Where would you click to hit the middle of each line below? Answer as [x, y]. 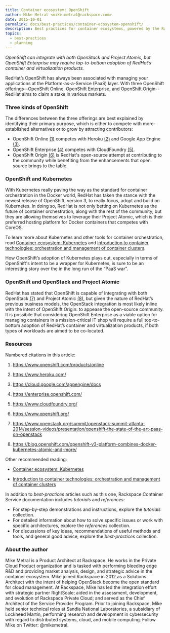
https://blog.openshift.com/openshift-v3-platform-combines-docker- [84, 444]
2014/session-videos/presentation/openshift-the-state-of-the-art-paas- [88, 429]
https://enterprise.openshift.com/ [47, 394]
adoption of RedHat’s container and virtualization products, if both [90, 325]
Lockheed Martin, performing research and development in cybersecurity [82, 614]
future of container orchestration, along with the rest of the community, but [83, 211]
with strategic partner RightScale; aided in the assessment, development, [81, 593]
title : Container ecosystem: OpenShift [47, 10]
